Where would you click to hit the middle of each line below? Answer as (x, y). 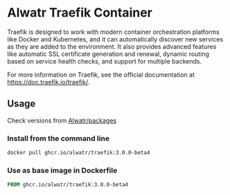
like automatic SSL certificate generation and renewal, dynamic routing (108, 54)
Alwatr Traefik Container (80, 13)
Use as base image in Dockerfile (62, 170)
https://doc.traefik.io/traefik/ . (48, 82)
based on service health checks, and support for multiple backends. (105, 61)
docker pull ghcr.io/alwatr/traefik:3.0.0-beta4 (79, 153)
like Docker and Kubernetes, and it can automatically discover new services (115, 39)
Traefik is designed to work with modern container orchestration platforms (113, 32)
